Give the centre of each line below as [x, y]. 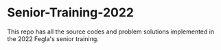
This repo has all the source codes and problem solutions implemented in [111, 32]
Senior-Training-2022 [70, 13]
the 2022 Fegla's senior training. [53, 38]
